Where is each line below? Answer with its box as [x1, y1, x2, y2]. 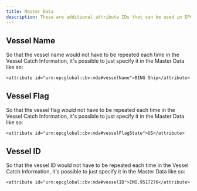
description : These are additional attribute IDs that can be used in [6, 14, 182, 20]
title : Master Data [6, 8, 54, 15]
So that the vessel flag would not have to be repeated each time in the [6, 107, 175, 114]
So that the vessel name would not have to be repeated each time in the [6, 51, 180, 59]
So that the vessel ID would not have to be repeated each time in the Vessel [6, 162, 189, 169]
